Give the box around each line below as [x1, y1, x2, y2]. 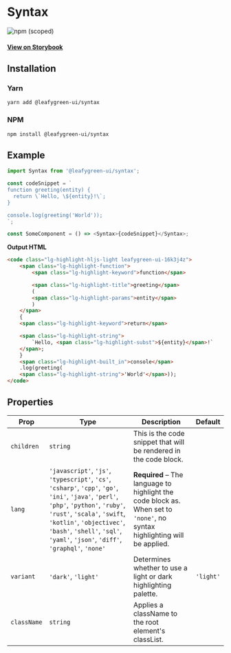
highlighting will [133, 530, 184, 540]
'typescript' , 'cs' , [49, 474, 111, 483]
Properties [7, 396, 54, 408]
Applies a [133, 600, 164, 610]
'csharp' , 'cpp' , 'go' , [49, 483, 119, 492]
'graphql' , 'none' [49, 543, 107, 552]
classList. [133, 634, 164, 644]
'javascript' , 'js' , [49, 465, 111, 475]
